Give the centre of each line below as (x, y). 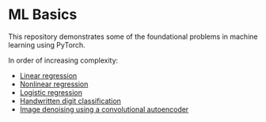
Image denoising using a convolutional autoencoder (104, 109)
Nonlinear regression (54, 84)
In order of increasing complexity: (63, 60)
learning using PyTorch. (47, 44)
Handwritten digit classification (70, 101)
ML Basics (43, 15)
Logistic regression (51, 92)
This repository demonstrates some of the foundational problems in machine (133, 36)
